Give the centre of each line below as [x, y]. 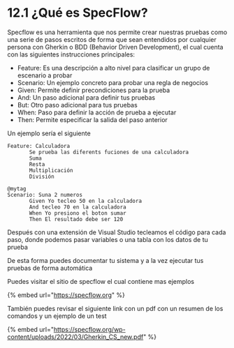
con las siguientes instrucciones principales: [71, 54]
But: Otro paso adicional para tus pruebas [77, 105]
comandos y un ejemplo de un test [57, 316]
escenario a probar [45, 75]
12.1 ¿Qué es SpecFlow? [78, 13]
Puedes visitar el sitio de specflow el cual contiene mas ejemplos [101, 281]
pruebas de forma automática [50, 268]
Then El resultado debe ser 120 [76, 219]
